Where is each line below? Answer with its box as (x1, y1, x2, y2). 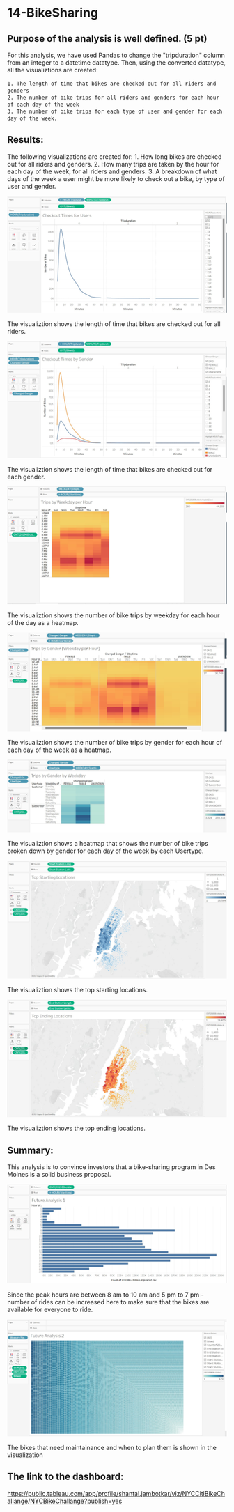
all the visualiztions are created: (7, 66, 99, 74)
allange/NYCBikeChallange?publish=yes (7, 1497, 123, 1505)
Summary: (7, 1144, 54, 1156)
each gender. (7, 472, 45, 481)
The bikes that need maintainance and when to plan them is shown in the (7, 1444, 217, 1451)
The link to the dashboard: (7, 1471, 124, 1483)
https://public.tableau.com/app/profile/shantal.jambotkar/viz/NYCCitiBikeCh (7, 1489, 225, 1497)
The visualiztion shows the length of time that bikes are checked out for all (7, 320, 221, 328)
